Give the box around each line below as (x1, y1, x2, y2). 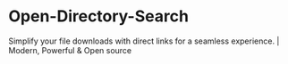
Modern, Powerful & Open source (8, 44, 132, 55)
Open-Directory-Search (8, 6, 190, 27)
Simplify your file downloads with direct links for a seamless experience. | (8, 36, 280, 46)
